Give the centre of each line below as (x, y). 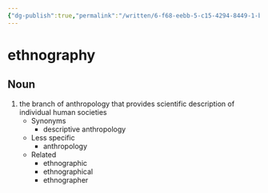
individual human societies (63, 112)
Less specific (53, 137)
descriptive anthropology (84, 129)
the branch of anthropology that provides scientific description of (127, 104)
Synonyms (48, 120)
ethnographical (68, 171)
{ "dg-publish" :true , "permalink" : (63, 16)
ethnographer (66, 179)
